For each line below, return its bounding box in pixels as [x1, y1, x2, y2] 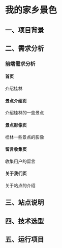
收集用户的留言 [5, 158, 35, 164]
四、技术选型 [5, 217, 44, 225]
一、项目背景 [5, 26, 44, 34]
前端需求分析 [5, 60, 36, 67]
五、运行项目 [5, 235, 44, 244]
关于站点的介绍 [5, 182, 35, 188]
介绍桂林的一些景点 [5, 110, 44, 116]
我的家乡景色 [5, 4, 58, 16]
